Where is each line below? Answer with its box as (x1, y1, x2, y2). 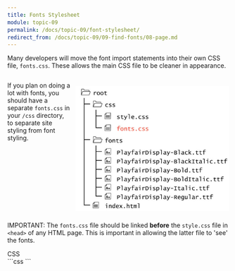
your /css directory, (7, 112, 65, 120)
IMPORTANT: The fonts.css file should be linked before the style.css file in (7, 221, 229, 229)
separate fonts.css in (7, 104, 70, 112)
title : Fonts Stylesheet (7, 11, 80, 18)
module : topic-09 (7, 18, 58, 26)
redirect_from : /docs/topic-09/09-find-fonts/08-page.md (7, 34, 178, 41)
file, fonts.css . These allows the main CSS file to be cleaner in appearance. (7, 61, 227, 70)
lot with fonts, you (7, 89, 60, 97)
